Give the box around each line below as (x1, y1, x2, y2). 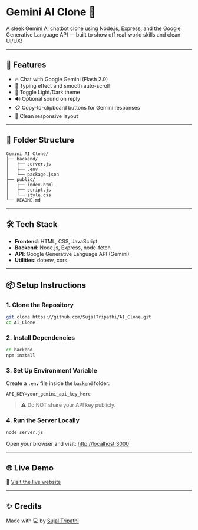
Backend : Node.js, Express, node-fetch (14, 244, 111, 251)
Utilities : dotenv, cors (14, 256, 68, 264)
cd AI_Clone (6, 320, 35, 325)
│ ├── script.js (6, 187, 51, 193)
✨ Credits (6, 501, 42, 511)
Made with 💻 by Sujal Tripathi (6, 517, 79, 524)
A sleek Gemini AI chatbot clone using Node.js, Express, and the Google (6, 25, 181, 32)
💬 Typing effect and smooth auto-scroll (14, 82, 110, 89)
